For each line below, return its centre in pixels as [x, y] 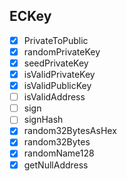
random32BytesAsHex [70, 131]
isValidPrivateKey [59, 74]
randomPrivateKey [62, 51]
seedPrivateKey [56, 63]
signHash [43, 120]
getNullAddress [56, 165]
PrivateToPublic [56, 40]
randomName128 [59, 153]
